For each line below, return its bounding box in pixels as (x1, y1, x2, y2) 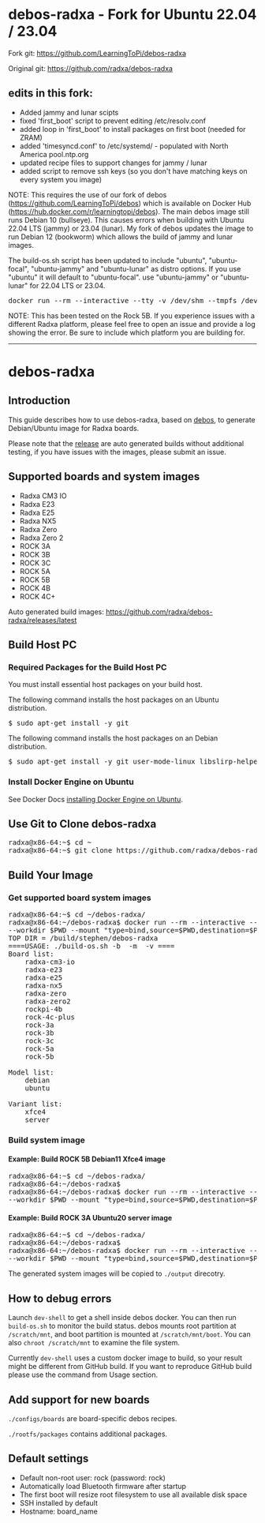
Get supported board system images (8, 892, 151, 903)
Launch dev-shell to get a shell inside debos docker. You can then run (8, 1313, 237, 1322)
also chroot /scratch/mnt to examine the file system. (8, 1338, 180, 1348)
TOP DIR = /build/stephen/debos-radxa (8, 934, 159, 943)
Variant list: (8, 1100, 63, 1108)
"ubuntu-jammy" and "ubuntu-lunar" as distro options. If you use (30, 264, 241, 273)
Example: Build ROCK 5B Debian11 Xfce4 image (8, 1154, 166, 1164)
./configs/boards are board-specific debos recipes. (8, 1414, 177, 1423)
